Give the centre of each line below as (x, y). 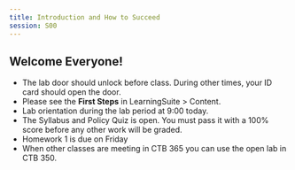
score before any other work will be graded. (102, 130)
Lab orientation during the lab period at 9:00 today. (115, 111)
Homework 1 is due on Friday (75, 139)
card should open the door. (71, 92)
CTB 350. (39, 158)
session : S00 (33, 26)
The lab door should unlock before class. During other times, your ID (147, 83)
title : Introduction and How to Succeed (85, 17)
